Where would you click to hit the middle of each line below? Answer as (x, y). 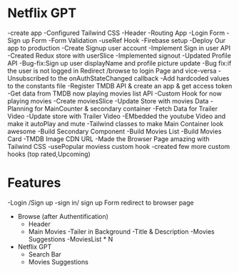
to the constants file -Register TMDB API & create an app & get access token (120, 86)
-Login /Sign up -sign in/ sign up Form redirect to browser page (101, 202)
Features (34, 183)
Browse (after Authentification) (63, 216)
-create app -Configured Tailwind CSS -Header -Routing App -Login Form (116, 33)
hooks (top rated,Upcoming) (49, 154)
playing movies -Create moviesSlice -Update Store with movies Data (108, 101)
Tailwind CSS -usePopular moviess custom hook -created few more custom (119, 146)
